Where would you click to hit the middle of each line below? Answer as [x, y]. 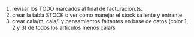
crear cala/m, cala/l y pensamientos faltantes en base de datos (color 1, [100, 21]
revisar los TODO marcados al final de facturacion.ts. [77, 9]
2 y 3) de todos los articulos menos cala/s [63, 27]
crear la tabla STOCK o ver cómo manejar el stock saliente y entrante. [98, 15]
